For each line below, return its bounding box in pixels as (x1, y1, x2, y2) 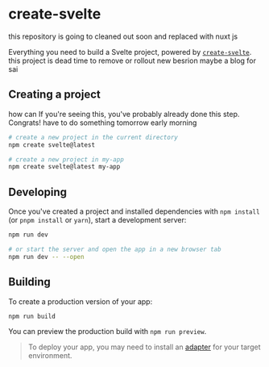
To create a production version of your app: (8, 296, 153, 307)
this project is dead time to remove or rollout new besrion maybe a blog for (8, 56, 256, 65)
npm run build (8, 312, 56, 320)
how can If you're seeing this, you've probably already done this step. (8, 109, 240, 119)
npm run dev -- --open (8, 252, 85, 261)
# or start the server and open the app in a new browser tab (8, 245, 221, 253)
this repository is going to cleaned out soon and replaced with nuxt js (8, 31, 238, 41)
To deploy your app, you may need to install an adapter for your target (27, 342, 261, 352)
